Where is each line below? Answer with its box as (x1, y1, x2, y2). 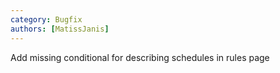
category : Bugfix (10, 14, 83, 25)
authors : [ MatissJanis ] (10, 24, 110, 34)
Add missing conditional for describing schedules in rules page (10, 51, 270, 63)
